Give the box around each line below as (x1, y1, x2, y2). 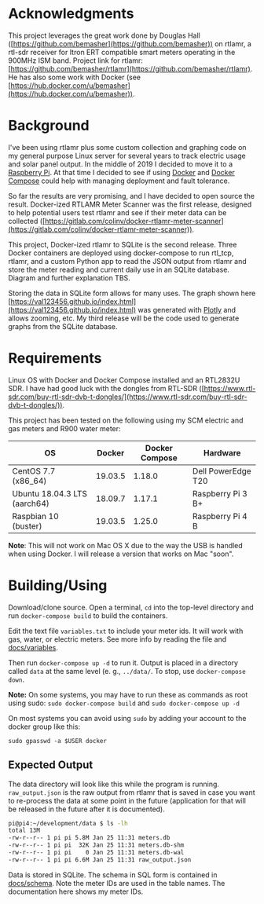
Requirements (8, 350, 102, 368)
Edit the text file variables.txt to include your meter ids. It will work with (8, 626, 244, 635)
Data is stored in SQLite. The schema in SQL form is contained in (8, 869, 218, 880)
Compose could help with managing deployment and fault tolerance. (8, 176, 230, 185)
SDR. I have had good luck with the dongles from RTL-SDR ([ (8, 383, 204, 393)
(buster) (12, 520, 42, 531)
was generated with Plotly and (137, 305, 236, 314)
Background (8, 117, 90, 134)
